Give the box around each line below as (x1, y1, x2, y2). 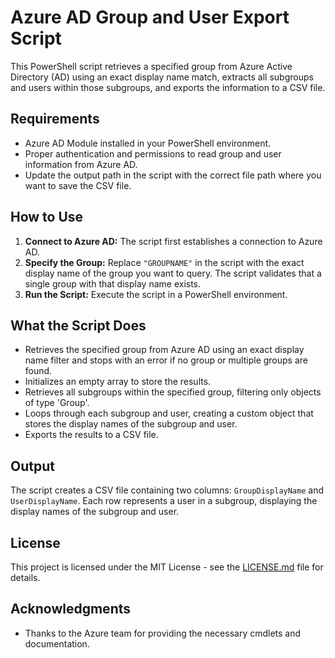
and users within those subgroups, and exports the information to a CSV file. (10, 81, 326, 93)
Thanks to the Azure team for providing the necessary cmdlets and (24, 627, 302, 639)
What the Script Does (10, 317, 147, 334)
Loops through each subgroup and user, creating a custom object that (24, 407, 314, 420)
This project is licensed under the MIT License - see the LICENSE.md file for (10, 561, 324, 573)
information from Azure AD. (24, 158, 138, 170)
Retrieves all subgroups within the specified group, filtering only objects (24, 386, 322, 398)
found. (24, 365, 53, 377)
